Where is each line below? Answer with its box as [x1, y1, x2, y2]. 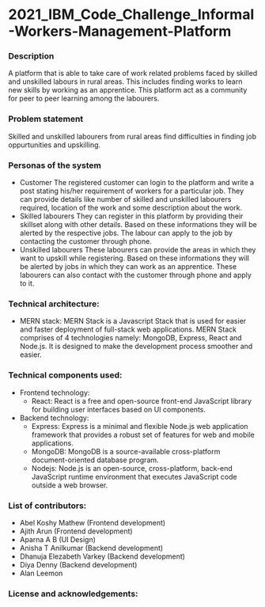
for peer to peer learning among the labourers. [8, 93, 160, 104]
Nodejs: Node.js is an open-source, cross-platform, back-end [31, 463, 233, 472]
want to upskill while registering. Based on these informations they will [19, 253, 249, 263]
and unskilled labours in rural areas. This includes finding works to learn [8, 77, 243, 86]
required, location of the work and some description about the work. [19, 203, 243, 213]
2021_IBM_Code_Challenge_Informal [8, 6, 255, 24]
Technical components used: [8, 370, 123, 381]
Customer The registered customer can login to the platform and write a [19, 178, 255, 188]
